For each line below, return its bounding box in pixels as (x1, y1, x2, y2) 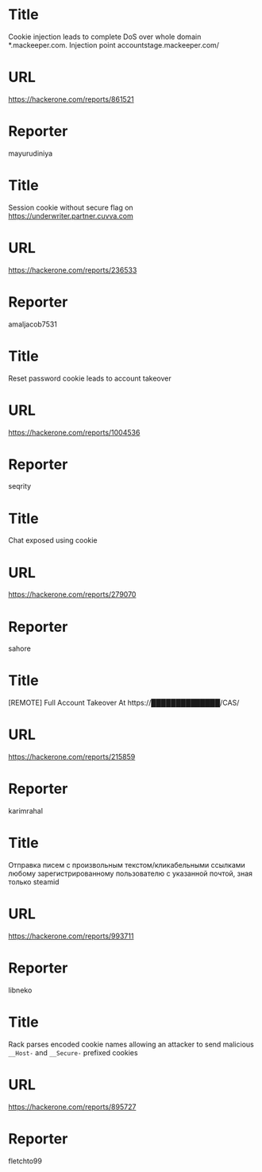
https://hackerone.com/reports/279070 (8, 590, 137, 599)
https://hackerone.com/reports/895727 (8, 1102, 137, 1112)
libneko (8, 985, 33, 995)
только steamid (8, 877, 60, 887)
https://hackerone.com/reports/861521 (8, 94, 134, 104)
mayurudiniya (8, 149, 53, 158)
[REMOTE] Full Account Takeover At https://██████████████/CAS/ (8, 698, 240, 708)
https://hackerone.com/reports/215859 (8, 752, 136, 762)
